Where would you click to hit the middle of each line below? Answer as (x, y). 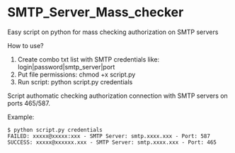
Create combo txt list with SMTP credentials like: (88, 59)
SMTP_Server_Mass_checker (96, 12)
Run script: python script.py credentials (75, 81)
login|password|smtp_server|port (66, 67)
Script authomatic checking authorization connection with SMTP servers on (117, 96)
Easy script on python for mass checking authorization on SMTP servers (113, 32)
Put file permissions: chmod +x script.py (76, 74)
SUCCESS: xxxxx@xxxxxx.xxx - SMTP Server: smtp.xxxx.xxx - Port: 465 (112, 142)
